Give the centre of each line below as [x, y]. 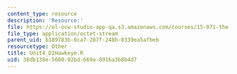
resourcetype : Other [38, 47]
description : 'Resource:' [45, 20]
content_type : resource [42, 14]
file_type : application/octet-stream [63, 33]
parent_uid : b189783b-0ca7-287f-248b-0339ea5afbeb [83, 40]
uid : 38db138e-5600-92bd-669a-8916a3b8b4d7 [72, 60]
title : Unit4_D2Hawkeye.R [45, 54]
